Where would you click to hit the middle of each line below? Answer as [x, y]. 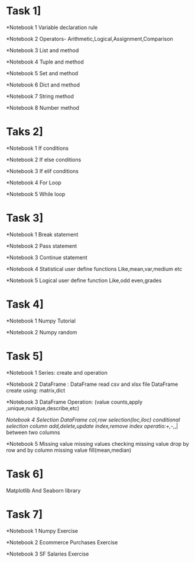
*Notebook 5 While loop [36, 194]
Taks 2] [25, 132]
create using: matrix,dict [36, 390]
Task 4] [25, 304]
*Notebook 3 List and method [43, 50]
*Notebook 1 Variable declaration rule [52, 27]
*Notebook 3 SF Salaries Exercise [48, 554]
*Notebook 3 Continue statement [47, 257]
